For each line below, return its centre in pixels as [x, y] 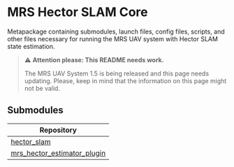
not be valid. [42, 88]
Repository [58, 130]
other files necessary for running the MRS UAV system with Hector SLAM [113, 38]
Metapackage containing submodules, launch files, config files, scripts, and [116, 31]
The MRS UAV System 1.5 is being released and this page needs [117, 73]
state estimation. [31, 46]
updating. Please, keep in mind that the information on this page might [125, 80]
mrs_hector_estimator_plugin [58, 153]
